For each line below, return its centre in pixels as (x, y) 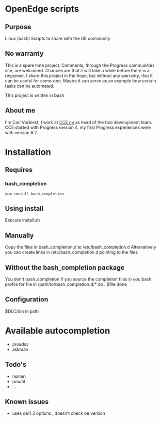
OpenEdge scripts (42, 9)
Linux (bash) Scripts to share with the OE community (58, 38)
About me (20, 111)
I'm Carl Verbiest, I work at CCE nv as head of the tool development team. (79, 122)
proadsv (20, 344)
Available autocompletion (58, 331)
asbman (20, 349)
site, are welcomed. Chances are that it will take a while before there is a (77, 70)
